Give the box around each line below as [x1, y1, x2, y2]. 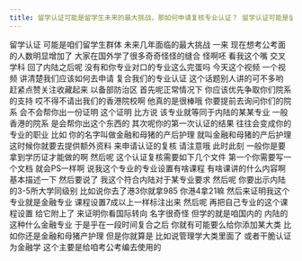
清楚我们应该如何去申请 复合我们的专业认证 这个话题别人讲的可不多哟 [26, 73, 284, 84]
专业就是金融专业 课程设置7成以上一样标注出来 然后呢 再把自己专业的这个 [9, 196, 280, 207]
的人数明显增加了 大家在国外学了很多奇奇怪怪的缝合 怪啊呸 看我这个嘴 [9, 50, 268, 61]
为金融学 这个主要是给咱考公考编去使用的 [9, 241, 162, 252]
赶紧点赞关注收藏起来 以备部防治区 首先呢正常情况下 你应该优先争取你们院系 [9, 84, 292, 94]
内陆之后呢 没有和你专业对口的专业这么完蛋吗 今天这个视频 [42, 61, 261, 72]
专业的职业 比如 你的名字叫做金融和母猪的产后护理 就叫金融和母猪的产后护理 [9, 129, 292, 139]
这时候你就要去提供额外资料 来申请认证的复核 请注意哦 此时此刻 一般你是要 [9, 140, 286, 151]
